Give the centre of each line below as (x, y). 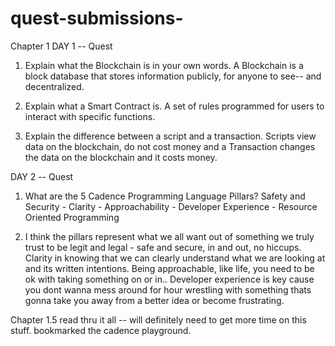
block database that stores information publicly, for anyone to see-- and (173, 76)
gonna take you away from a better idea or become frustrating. (154, 300)
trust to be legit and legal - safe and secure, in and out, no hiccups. (163, 247)
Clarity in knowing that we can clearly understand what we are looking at (175, 258)
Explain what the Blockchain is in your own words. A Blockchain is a (164, 65)
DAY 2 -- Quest (42, 176)
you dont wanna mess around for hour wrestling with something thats (168, 289)
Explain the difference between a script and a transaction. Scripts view (170, 136)
